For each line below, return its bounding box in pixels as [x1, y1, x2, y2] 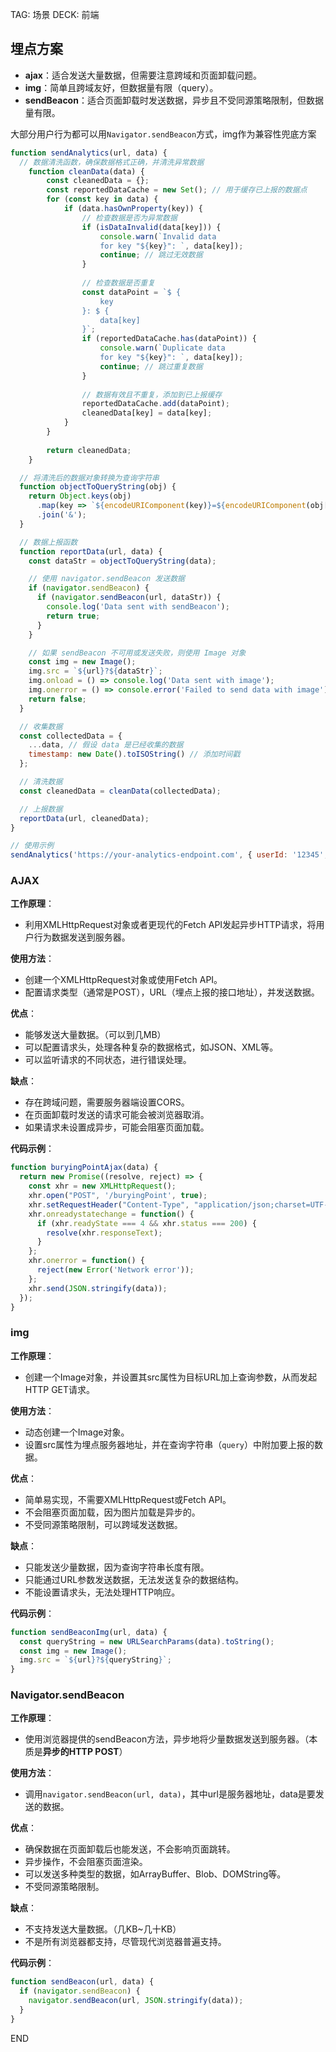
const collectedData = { [19, 731, 123, 741]
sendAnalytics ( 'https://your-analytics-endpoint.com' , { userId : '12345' [10, 850, 325, 860]
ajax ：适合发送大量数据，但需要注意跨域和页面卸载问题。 [24, 69, 262, 81]
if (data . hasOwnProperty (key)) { [63, 204, 203, 214]
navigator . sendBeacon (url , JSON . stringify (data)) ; [28, 1996, 244, 2006]
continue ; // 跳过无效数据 [99, 250, 203, 260]
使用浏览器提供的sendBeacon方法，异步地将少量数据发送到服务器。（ [24, 1733, 310, 1745]
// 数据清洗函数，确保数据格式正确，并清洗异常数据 [19, 157, 205, 167]
